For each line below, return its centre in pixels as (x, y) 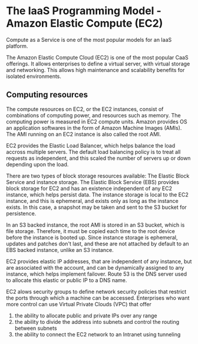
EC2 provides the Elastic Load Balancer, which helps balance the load (91, 145)
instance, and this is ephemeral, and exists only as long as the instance (92, 201)
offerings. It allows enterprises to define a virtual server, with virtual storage (98, 64)
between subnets (36, 328)
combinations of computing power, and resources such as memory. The (93, 115)
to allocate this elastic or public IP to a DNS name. (67, 280)
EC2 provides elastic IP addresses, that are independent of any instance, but (99, 261)
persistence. (21, 213)
